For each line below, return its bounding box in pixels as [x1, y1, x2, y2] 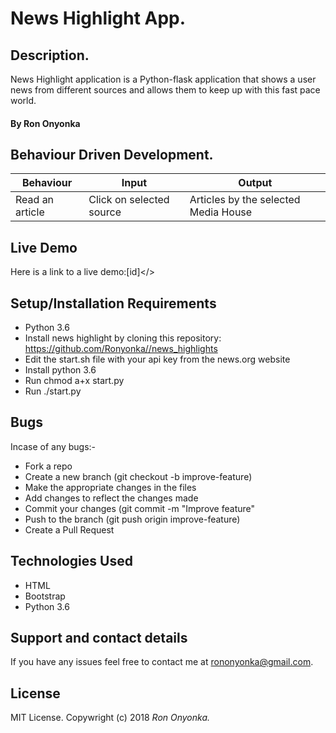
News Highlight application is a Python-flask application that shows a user [10, 73, 317, 85]
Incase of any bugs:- [10, 440, 97, 452]
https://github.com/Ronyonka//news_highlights [24, 343, 218, 355]
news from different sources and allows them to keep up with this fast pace [10, 84, 321, 96]
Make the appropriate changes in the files [24, 481, 197, 493]
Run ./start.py [24, 385, 82, 397]
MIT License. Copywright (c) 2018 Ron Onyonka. [10, 712, 211, 724]
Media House [189, 205, 253, 219]
